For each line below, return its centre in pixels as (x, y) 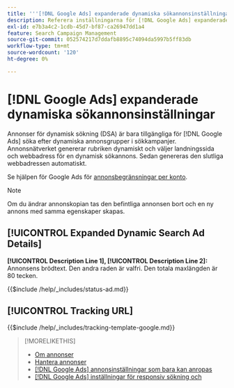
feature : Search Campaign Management (62, 33)
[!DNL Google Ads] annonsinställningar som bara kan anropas (123, 369)
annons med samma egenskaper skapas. (66, 211)
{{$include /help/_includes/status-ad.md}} (68, 289)
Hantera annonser (61, 362)
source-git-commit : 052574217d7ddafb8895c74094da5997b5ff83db (99, 40)
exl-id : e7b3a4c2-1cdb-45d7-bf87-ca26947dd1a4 (76, 26)
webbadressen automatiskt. (47, 163)
